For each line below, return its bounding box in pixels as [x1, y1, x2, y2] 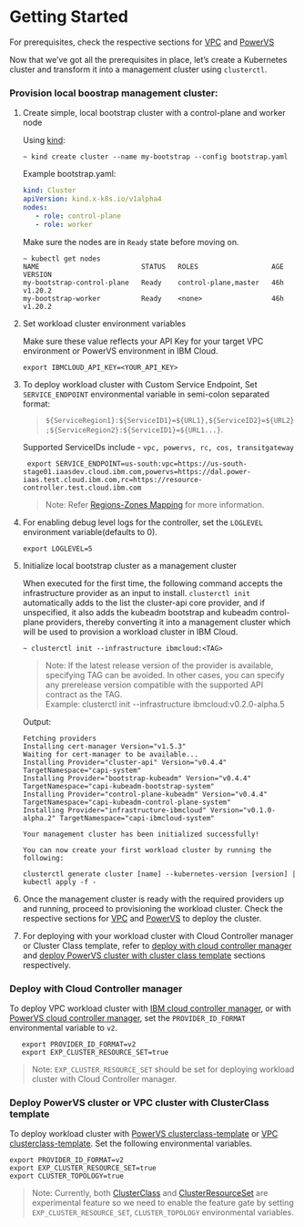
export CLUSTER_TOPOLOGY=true [9, 1171, 125, 1181]
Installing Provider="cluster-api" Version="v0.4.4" [22, 758, 228, 767]
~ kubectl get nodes [22, 253, 101, 263]
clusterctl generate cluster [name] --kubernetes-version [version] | [22, 869, 297, 879]
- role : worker [35, 220, 93, 229]
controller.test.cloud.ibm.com [22, 483, 142, 492]
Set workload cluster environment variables [22, 317, 187, 329]
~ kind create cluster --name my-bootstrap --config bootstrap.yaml [22, 152, 289, 161]
